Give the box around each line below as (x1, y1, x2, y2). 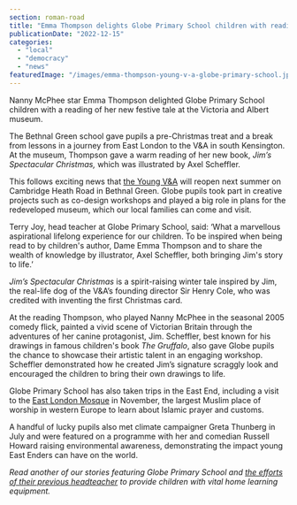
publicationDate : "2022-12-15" (9, 29, 125, 38)
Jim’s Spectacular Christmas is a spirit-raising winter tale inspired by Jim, (9, 276, 278, 287)
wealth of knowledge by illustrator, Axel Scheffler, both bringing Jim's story (9, 249, 284, 260)
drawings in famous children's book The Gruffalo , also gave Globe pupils (9, 340, 275, 350)
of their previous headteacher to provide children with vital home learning (9, 476, 278, 486)
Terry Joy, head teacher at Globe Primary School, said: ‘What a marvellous (9, 221, 281, 232)
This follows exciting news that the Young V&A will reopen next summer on (9, 176, 281, 187)
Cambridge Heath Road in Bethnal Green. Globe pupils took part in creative (9, 185, 283, 195)
